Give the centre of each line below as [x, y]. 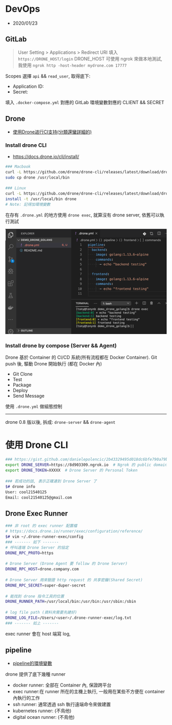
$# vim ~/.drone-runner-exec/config [44, 537]
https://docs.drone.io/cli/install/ [46, 156]
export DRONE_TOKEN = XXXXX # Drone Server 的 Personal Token [71, 471]
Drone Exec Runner [37, 513]
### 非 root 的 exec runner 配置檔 [41, 526]
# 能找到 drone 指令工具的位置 [35, 596]
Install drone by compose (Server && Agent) [61, 346]
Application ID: [28, 86]
